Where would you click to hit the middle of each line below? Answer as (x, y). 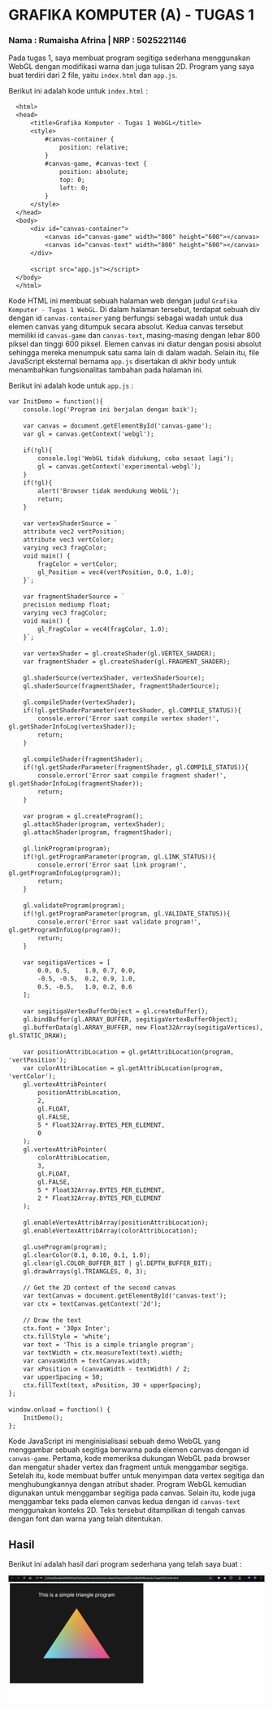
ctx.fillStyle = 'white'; (67, 1337)
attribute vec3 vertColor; (69, 540)
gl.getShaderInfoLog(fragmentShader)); (76, 784)
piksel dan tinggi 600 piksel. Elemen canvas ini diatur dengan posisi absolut (135, 344)
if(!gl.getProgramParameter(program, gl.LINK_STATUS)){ (120, 857)
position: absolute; (94, 172)
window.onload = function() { (60, 1410)
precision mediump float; (67, 605)
